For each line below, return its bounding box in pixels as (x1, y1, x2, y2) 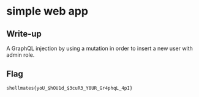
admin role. (6, 51, 35, 59)
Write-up (6, 29, 42, 39)
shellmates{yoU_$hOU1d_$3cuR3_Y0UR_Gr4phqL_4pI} (6, 85, 133, 91)
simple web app (6, 4, 89, 18)
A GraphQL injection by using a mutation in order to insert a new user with (6, 45, 193, 52)
